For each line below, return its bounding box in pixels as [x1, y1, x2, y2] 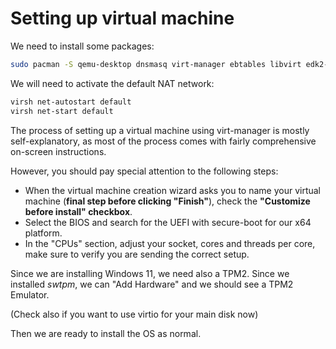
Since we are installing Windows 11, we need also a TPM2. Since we [10, 267, 290, 279]
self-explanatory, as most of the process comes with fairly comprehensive [10, 135, 317, 147]
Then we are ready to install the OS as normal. [10, 327, 202, 339]
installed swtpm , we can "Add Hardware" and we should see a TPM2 [10, 278, 294, 290]
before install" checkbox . [24, 205, 133, 217]
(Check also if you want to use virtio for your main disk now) [10, 308, 259, 320]
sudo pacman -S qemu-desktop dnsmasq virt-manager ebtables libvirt [10, 59, 302, 69]
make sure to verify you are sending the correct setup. [24, 248, 250, 260]
